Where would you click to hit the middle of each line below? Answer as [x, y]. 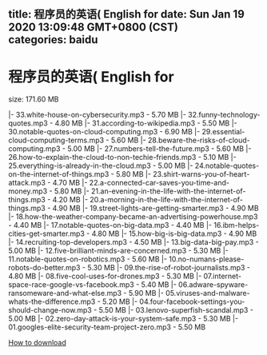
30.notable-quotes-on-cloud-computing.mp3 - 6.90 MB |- [104, 132]
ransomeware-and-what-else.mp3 [65, 293]
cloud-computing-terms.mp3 [56, 140]
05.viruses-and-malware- [207, 293]
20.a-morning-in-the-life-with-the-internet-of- [167, 200]
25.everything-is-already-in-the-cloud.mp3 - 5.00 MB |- [101, 166]
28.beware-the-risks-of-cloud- [199, 140]
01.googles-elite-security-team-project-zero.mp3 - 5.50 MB [107, 327]
